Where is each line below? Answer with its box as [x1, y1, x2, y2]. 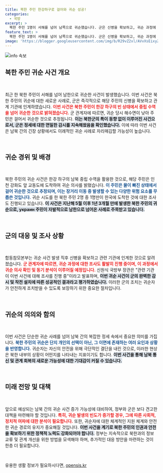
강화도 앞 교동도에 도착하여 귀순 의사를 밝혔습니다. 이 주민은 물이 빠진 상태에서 [10, 182, 157, 188]
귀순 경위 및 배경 [5, 153, 51, 161]
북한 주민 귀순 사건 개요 [5, 69, 70, 77]
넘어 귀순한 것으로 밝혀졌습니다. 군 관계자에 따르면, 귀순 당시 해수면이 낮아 [10, 110, 149, 116]
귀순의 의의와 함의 [5, 310, 55, 318]
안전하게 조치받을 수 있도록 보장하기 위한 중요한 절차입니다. [10, 285, 122, 291]
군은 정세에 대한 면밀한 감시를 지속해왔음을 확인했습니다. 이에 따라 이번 [15, 122, 147, 128]
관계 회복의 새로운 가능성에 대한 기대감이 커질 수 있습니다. [15, 358, 122, 364]
